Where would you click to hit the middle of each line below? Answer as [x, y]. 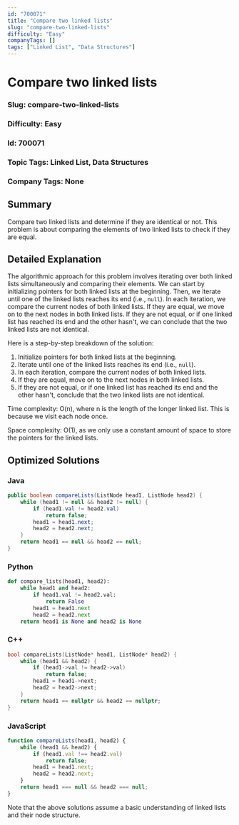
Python [20, 567]
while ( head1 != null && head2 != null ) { [84, 502]
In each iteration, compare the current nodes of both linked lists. [112, 373]
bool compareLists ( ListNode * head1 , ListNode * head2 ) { [92, 654]
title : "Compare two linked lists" [60, 21]
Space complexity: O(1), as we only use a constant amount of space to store [119, 430]
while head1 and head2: [56, 588]
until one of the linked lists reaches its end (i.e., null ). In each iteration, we [117, 299]
